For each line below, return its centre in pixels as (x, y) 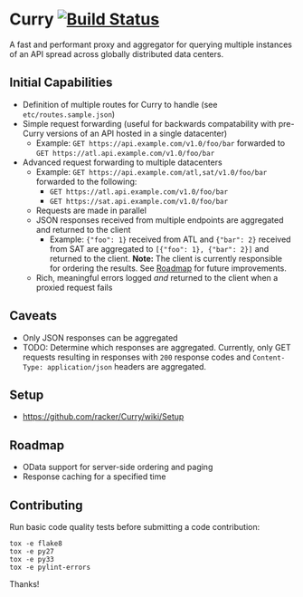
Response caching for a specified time (94, 477)
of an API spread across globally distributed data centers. (117, 53)
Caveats (33, 316)
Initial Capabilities (61, 83)
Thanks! (24, 584)
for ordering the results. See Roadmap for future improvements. (168, 268)
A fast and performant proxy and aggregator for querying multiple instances (151, 44)
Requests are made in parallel (91, 210)
